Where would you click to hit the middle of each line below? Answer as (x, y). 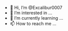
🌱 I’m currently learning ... (36, 18)
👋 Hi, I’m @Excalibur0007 (36, 8)
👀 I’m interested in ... (31, 13)
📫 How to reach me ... (33, 24)
